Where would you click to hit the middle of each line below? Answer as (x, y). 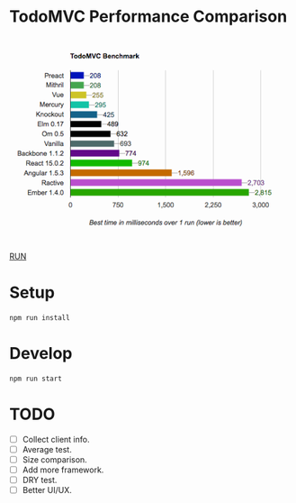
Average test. (47, 449)
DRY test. (40, 480)
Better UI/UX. (47, 490)
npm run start (36, 379)
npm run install (40, 317)
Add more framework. (63, 470)
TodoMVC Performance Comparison (148, 17)
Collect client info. (56, 439)
